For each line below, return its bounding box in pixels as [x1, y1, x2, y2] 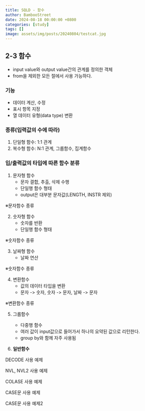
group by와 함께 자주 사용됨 [20, 334, 77, 341]
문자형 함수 [12, 172, 35, 178]
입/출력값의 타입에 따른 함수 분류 [5, 160, 80, 167]
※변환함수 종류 [5, 300, 35, 306]
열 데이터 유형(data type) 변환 [12, 113, 73, 119]
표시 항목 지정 [12, 106, 40, 112]
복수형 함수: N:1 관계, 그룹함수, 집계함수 [12, 145, 92, 152]
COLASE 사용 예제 [5, 378, 42, 384]
